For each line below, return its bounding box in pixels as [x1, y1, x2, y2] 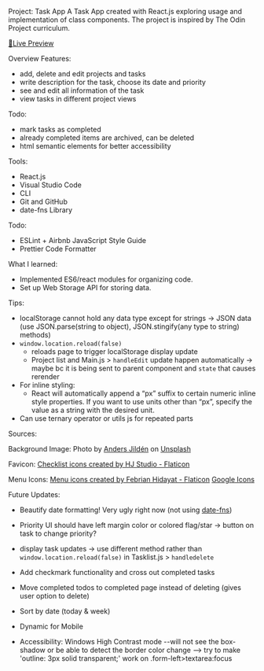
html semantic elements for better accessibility [19, 142, 171, 150]
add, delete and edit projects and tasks [19, 69, 146, 78]
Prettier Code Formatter [19, 244, 97, 253]
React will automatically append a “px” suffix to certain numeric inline [31, 389, 256, 398]
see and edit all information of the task [19, 86, 145, 95]
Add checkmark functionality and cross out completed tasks [19, 568, 215, 577]
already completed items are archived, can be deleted [19, 133, 195, 142]
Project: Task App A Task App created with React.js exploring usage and [8, 7, 242, 16]
